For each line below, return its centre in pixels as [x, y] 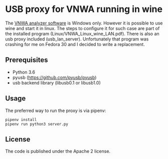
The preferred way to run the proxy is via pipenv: [56, 110]
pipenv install [21, 119]
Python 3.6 [24, 72]
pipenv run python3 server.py [37, 124]
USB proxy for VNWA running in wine [84, 9]
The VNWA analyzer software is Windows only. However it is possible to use [84, 23]
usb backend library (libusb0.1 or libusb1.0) [57, 82]
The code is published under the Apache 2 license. [58, 151]
